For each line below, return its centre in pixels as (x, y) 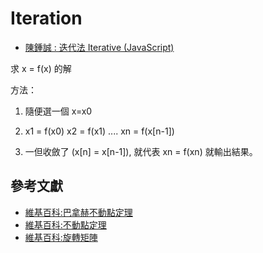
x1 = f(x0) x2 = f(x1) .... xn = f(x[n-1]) (99, 131)
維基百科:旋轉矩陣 (61, 237)
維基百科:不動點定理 (65, 224)
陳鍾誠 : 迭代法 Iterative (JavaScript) (99, 47)
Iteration (46, 18)
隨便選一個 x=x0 (58, 111)
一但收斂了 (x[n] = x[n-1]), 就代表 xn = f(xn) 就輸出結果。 (141, 151)
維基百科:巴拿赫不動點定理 (78, 212)
